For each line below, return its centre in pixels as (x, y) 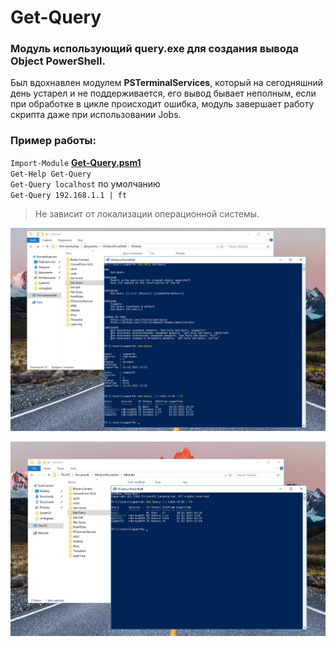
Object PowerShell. (58, 61)
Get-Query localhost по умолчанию (85, 183)
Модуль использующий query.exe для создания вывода (155, 49)
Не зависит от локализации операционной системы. (147, 213)
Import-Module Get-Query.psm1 (76, 162)
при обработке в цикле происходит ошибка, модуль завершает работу (162, 104)
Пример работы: (53, 141)
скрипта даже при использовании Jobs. (96, 115)
